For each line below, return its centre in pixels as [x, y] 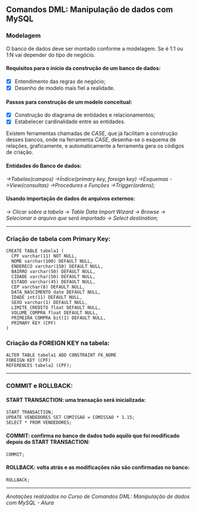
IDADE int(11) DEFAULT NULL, [47, 298]
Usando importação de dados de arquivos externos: [71, 199]
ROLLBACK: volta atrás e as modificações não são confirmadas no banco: [98, 467]
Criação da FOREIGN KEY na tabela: [58, 343]
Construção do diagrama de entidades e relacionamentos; [85, 115]
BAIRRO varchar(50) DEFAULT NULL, [53, 272]
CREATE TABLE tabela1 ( [35, 251]
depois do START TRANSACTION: [48, 442]
